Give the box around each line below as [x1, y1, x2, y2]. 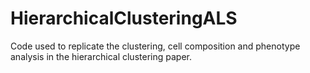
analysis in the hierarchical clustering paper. [10, 50, 192, 62]
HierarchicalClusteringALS [10, 7, 238, 30]
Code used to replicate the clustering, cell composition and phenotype [10, 40, 301, 52]
